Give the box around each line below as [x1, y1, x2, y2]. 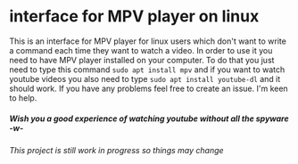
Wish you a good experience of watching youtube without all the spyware [9, 113, 289, 124]
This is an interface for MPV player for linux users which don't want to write [9, 36, 287, 46]
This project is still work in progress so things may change [9, 144, 225, 155]
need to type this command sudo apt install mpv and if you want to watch [9, 64, 286, 75]
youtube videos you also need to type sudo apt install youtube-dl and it [9, 73, 281, 84]
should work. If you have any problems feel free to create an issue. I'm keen [9, 83, 288, 94]
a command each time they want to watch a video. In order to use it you [9, 45, 273, 55]
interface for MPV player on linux [9, 6, 260, 27]
